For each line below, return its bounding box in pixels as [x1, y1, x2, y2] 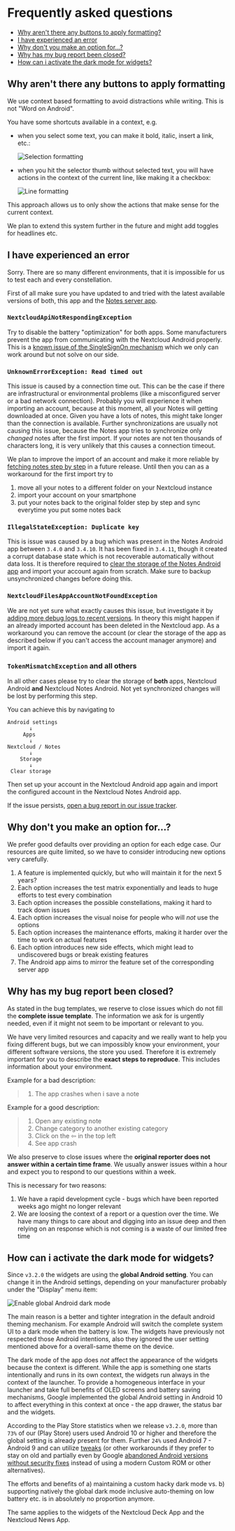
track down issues [17, 906, 71, 914]
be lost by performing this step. [7, 692, 98, 700]
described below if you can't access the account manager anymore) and [7, 636, 217, 644]
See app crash [34, 1139, 77, 1147]
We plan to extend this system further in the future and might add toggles [7, 221, 219, 230]
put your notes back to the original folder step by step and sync [17, 499, 201, 507]
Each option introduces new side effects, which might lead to [17, 943, 194, 951]
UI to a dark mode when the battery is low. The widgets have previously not [7, 1327, 225, 1336]
